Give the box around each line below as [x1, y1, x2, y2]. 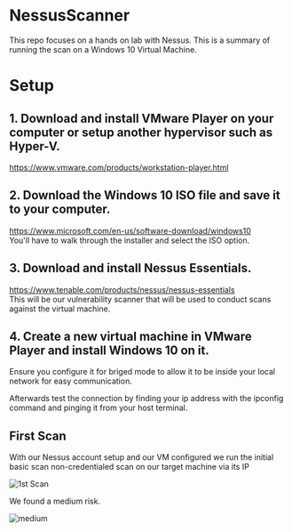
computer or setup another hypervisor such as [9, 125, 273, 140]
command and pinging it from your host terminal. [9, 402, 188, 414]
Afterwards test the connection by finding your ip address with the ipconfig [9, 393, 284, 404]
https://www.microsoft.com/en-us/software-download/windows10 [9, 225, 251, 236]
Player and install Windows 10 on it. [9, 343, 210, 358]
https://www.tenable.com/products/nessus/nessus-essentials [9, 284, 235, 294]
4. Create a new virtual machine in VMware [9, 328, 252, 343]
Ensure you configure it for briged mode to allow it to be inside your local [9, 367, 276, 377]
